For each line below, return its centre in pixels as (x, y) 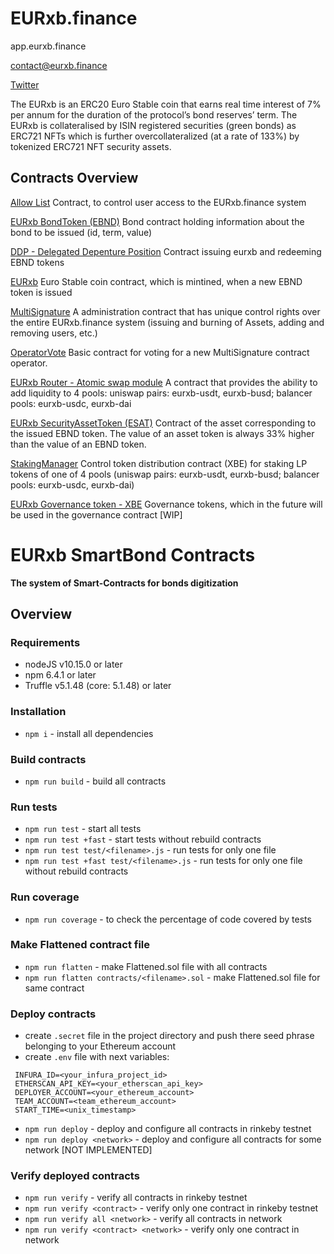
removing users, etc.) (54, 333)
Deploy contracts (53, 1014)
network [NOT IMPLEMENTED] (88, 1150)
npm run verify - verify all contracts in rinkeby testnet (136, 1198)
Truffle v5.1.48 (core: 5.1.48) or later (98, 686)
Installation (38, 712)
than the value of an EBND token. (78, 444)
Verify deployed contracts (75, 1176)
